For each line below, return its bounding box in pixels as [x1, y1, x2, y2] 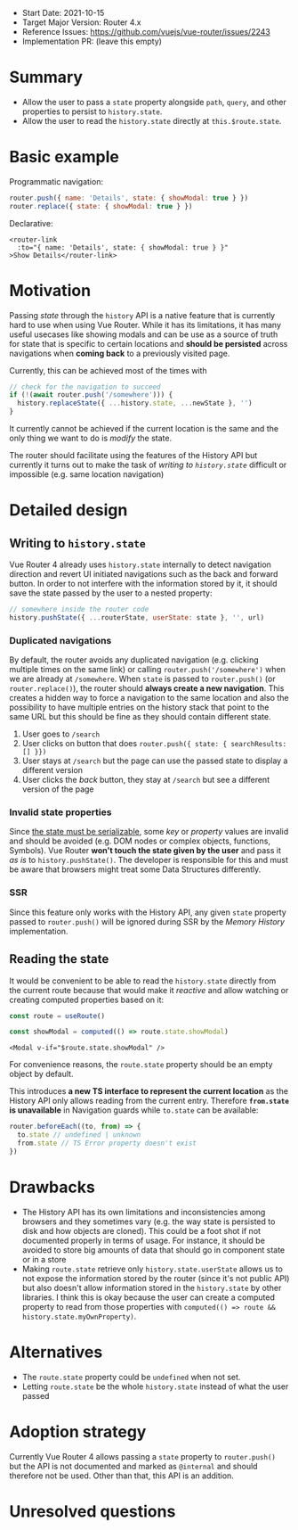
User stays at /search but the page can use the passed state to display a [21, 755, 288, 766]
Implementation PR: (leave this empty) [21, 36, 163, 46]
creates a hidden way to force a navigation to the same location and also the [9, 693, 289, 703]
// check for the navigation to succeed [9, 382, 162, 391]
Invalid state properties [9, 806, 112, 818]
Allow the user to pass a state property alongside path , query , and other [21, 96, 286, 107]
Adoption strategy [9, 1421, 147, 1442]
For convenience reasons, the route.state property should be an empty [9, 1059, 273, 1070]
